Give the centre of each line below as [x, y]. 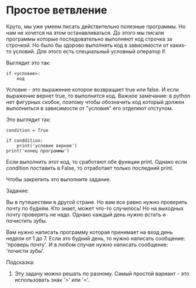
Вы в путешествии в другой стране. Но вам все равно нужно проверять [97, 202]
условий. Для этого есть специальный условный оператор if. [89, 51]
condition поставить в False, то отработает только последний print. [90, 168]
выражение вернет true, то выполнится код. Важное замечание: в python [98, 96]
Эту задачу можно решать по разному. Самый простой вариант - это [102, 273]
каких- [178, 45]
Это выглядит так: [29, 119]
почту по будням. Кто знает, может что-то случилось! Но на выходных [95, 208]
